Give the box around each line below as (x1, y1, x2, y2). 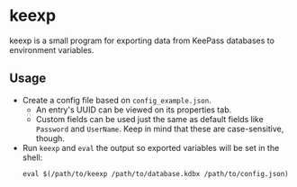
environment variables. (9, 44, 94, 55)
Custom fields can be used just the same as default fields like (35, 113, 264, 124)
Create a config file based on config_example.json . (22, 94, 211, 105)
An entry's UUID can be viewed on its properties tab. (35, 104, 232, 115)
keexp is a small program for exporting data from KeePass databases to (9, 35, 274, 46)
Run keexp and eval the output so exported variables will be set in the (22, 142, 280, 153)
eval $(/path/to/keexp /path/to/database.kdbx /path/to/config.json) (22, 169, 290, 178)
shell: (22, 152, 43, 163)
